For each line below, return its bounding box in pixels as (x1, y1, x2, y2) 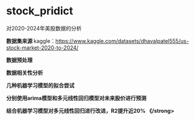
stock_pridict (6, 4, 74, 18)
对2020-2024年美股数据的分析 (6, 24, 82, 32)
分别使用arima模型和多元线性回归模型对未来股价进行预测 (6, 94, 147, 101)
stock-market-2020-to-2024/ (6, 44, 79, 51)
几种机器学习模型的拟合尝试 (6, 82, 75, 89)
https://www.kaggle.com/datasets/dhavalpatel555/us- (55, 37, 190, 44)
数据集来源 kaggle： (6, 37, 56, 44)
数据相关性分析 (6, 69, 43, 76)
